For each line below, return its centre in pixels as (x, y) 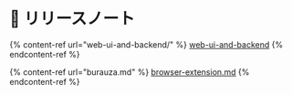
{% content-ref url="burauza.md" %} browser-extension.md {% (130, 72)
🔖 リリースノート (72, 19)
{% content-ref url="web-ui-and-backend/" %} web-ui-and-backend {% (146, 44)
